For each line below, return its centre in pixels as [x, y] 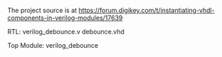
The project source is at [42, 10]
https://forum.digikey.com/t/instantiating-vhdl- [146, 10]
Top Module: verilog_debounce [53, 45]
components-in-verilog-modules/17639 [65, 18]
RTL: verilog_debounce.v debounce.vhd [66, 32]
